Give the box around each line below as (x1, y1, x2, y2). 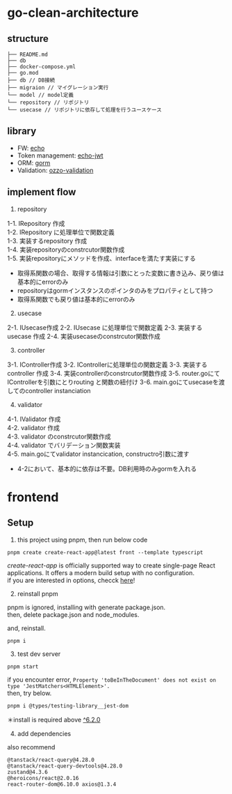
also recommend (7, 742, 56, 751)
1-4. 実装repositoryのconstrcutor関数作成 (7, 245, 125, 254)
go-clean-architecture (7, 5, 139, 21)
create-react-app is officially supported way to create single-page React (7, 561, 215, 570)
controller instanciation (25, 386, 92, 395)
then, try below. (7, 689, 52, 697)
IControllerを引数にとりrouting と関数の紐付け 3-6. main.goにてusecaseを (7, 378, 219, 386)
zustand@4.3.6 (7, 768, 49, 775)
